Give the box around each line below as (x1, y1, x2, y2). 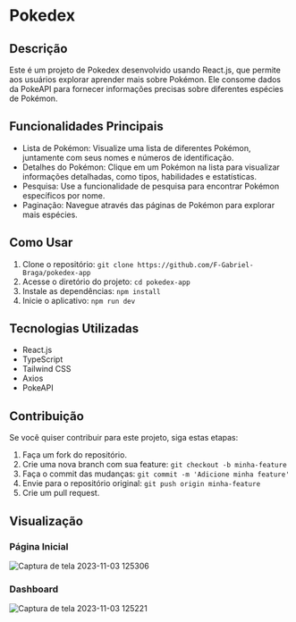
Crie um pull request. (21, 488, 100, 499)
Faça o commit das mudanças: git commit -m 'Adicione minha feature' (21, 468, 291, 479)
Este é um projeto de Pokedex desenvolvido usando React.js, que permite (9, 64, 282, 75)
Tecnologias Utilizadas (9, 321, 140, 336)
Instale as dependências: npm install (21, 285, 161, 296)
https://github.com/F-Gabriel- (137, 260, 254, 269)
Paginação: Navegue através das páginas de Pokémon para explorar (21, 199, 275, 210)
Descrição (9, 41, 68, 56)
